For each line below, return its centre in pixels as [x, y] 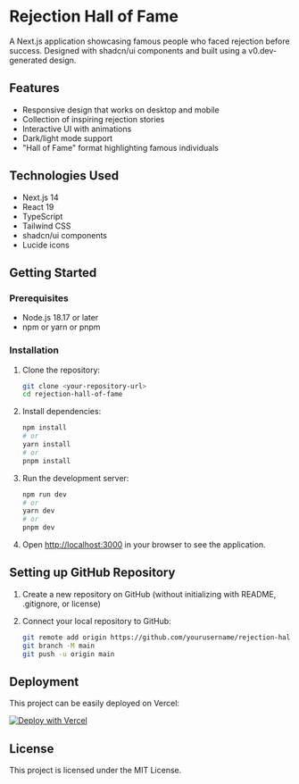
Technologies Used [64, 176]
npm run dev [44, 494]
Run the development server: [75, 478]
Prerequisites [39, 298]
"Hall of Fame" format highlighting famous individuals [120, 147]
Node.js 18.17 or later [60, 318]
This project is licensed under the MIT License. [96, 771]
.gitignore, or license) [61, 604]
